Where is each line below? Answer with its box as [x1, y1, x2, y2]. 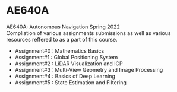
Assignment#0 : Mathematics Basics [14, 47, 105, 54]
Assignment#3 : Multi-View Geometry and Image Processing [14, 66, 163, 73]
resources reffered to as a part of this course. [6, 36, 118, 43]
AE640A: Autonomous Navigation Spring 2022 [6, 23, 121, 30]
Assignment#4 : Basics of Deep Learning [14, 72, 116, 80]
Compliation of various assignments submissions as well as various [6, 29, 171, 36]
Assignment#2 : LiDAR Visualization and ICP [14, 60, 123, 67]
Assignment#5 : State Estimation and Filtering [14, 78, 127, 86]
